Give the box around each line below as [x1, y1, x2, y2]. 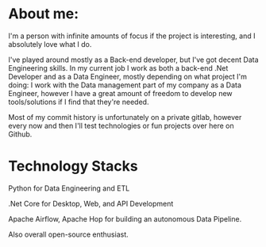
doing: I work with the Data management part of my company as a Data [8, 80, 242, 90]
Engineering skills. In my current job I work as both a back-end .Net [8, 63, 229, 72]
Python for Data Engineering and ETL [8, 183, 130, 193]
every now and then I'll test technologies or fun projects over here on [8, 121, 234, 130]
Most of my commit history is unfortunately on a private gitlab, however [8, 112, 242, 122]
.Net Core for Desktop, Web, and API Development [8, 199, 174, 208]
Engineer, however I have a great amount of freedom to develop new [8, 88, 233, 98]
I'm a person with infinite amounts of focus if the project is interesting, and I [8, 31, 256, 41]
